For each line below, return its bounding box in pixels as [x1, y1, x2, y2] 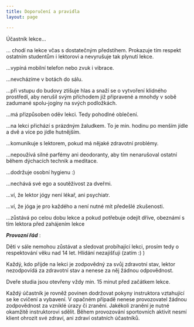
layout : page [6, 14, 38, 20]
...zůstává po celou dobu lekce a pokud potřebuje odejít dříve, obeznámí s [6, 214, 185, 221]
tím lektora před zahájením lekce [6, 220, 85, 227]
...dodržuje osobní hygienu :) [6, 168, 76, 176]
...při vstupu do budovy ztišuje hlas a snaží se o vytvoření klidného [6, 87, 167, 94]
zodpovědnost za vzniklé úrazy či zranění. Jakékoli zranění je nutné [6, 302, 170, 309]
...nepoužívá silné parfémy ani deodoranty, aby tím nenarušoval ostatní [6, 151, 178, 158]
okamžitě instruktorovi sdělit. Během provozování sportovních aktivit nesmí [6, 308, 187, 315]
